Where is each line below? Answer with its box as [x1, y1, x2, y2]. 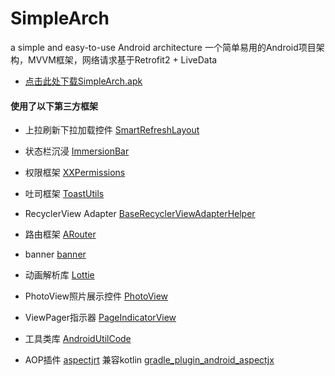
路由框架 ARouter [24, 228, 97, 241]
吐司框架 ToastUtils [24, 188, 105, 200]
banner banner [24, 248, 87, 261]
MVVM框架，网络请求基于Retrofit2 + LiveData [27, 53, 218, 66]
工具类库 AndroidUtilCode [24, 333, 132, 345]
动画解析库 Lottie [24, 269, 95, 281]
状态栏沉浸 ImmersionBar [24, 145, 130, 157]
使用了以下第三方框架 [10, 100, 98, 112]
